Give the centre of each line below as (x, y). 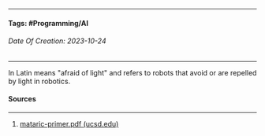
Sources (22, 99)
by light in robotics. (39, 81)
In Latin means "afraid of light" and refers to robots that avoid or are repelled (132, 72)
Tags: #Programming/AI (49, 23)
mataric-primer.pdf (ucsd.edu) (69, 124)
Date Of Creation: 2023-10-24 (57, 41)
